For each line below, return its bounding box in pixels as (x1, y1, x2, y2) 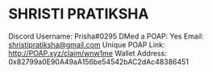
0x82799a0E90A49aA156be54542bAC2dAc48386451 (8, 57, 189, 67)
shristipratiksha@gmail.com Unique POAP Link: (8, 39, 165, 49)
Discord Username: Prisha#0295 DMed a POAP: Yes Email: (8, 31, 204, 41)
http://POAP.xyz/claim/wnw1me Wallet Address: (8, 48, 168, 58)
